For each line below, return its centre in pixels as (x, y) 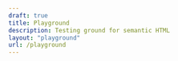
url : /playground (37, 45)
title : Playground (39, 23)
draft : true (28, 15)
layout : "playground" (44, 38)
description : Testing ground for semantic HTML (89, 30)
